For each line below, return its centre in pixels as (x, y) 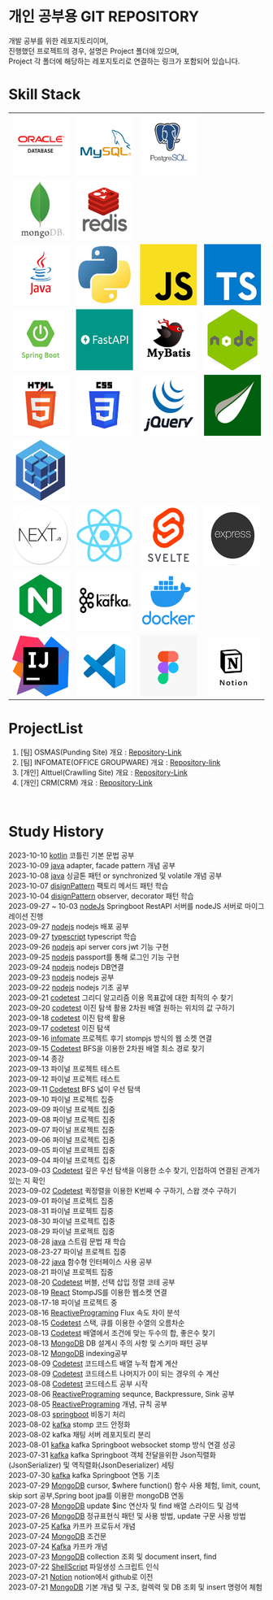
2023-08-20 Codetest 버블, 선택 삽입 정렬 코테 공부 (92, 1282)
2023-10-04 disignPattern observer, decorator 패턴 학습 (101, 896)
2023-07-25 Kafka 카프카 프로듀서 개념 (72, 1526)
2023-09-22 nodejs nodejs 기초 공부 (69, 987)
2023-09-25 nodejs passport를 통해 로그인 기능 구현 (94, 957)
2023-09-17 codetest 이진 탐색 (59, 1028)
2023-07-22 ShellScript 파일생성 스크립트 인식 (84, 1567)
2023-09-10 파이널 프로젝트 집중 (61, 1099)
